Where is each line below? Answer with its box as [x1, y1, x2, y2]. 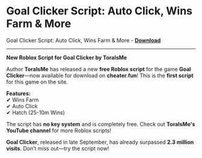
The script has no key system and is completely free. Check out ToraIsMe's [6, 120, 195, 127]
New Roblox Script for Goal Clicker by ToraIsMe [6, 54, 127, 61]
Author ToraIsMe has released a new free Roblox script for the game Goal [6, 65, 191, 72]
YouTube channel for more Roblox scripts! [6, 127, 111, 134]
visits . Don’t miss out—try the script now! [6, 145, 109, 152]
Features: [6, 90, 31, 97]
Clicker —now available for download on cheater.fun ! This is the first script [6, 72, 194, 79]
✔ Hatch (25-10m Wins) [6, 109, 65, 116]
